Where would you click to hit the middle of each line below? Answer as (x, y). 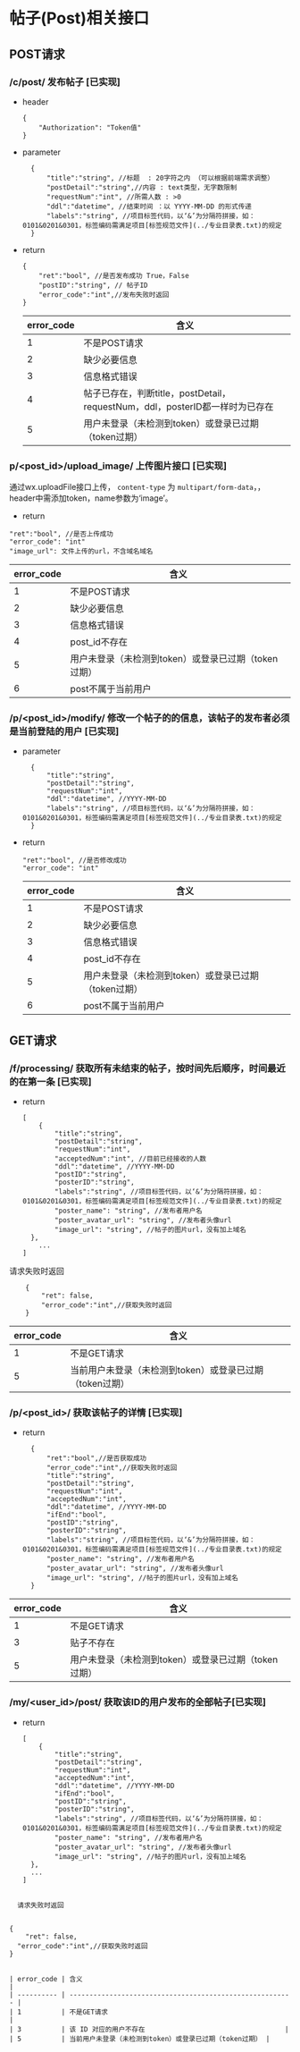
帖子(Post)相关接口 (79, 18)
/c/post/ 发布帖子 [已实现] (65, 81)
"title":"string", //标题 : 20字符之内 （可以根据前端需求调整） (160, 178)
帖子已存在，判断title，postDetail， (157, 393)
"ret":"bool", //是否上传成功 (61, 534)
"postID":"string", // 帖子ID (94, 285)
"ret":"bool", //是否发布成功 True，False (114, 275)
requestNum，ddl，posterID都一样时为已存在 (179, 406)
